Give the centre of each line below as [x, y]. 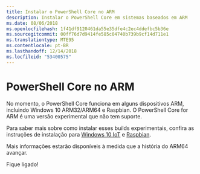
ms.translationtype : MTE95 [40, 40]
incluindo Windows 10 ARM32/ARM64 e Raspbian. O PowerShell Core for [97, 110]
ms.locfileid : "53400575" [39, 57]
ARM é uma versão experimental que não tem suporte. [74, 116]
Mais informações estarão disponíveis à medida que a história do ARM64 [97, 146]
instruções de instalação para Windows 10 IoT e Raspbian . [79, 134]
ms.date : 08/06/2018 [32, 23]
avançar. [17, 152]
